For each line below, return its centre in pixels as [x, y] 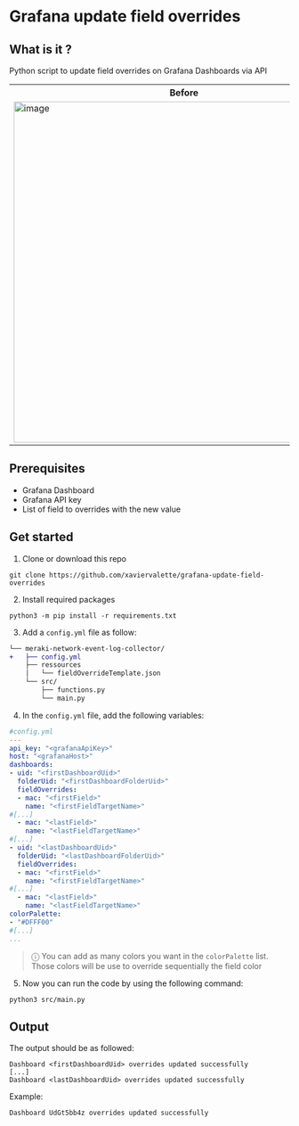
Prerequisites [47, 468]
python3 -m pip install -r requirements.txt [93, 616]
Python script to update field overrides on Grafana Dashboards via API [138, 70]
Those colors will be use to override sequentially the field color [146, 966]
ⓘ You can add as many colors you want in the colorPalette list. [149, 956]
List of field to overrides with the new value [101, 509]
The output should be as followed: [72, 1048]
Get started [41, 537]
